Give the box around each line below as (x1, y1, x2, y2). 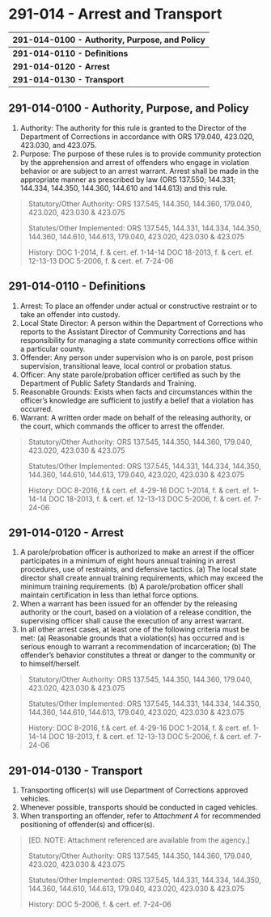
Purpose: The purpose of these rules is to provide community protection (19, 149, 261, 158)
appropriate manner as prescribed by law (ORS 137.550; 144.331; (19, 175, 236, 184)
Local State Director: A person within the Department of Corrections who (19, 318, 264, 327)
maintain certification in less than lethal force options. (19, 590, 200, 600)
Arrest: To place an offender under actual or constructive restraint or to (19, 301, 257, 311)
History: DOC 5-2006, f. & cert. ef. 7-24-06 (28, 899, 172, 910)
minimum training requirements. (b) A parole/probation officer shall (19, 581, 243, 591)
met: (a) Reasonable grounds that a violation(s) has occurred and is (19, 633, 245, 643)
